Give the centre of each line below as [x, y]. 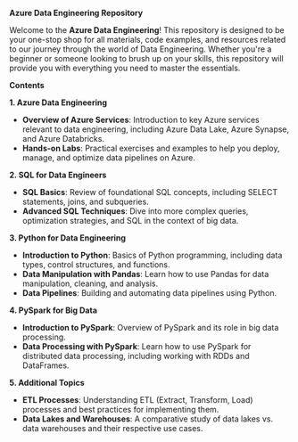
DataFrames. [46, 365]
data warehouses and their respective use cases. [112, 428]
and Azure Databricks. [63, 139]
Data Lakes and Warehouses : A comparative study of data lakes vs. [148, 419]
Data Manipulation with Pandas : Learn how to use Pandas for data [145, 274]
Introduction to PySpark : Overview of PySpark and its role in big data [150, 327]
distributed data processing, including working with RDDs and [136, 356]
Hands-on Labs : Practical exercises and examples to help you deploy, [151, 148]
